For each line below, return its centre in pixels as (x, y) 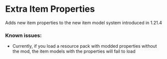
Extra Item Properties (50, 9)
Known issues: (24, 35)
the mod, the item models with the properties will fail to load (74, 51)
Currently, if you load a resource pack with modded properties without (84, 46)
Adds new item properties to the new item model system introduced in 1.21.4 (84, 23)
